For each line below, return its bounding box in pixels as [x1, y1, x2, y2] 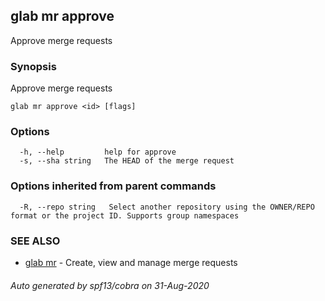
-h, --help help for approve [19, 147, 177, 158]
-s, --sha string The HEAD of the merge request [19, 156, 235, 166]
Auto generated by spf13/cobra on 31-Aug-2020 [10, 279, 210, 291]
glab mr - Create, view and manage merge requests [24, 257, 238, 268]
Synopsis [10, 59, 57, 73]
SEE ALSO [10, 234, 61, 248]
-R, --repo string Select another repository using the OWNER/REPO [19, 202, 315, 212]
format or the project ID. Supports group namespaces [10, 210, 240, 221]
